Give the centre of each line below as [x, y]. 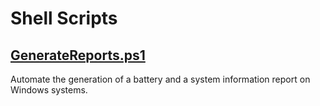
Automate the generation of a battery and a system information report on [160, 79]
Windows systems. [49, 90]
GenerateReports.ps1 [78, 55]
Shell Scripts [64, 18]
